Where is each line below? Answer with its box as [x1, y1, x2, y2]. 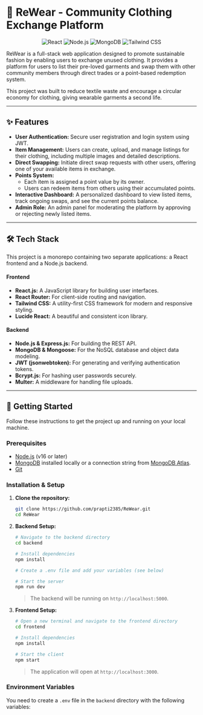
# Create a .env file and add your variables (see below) [14, 568, 164, 574]
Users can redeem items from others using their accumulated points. [24, 184, 196, 192]
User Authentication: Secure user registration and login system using [14, 133, 190, 140]
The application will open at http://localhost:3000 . [30, 668, 159, 675]
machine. [6, 424, 30, 431]
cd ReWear [14, 512, 40, 518]
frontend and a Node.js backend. [6, 259, 89, 267]
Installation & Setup [6, 480, 65, 489]
